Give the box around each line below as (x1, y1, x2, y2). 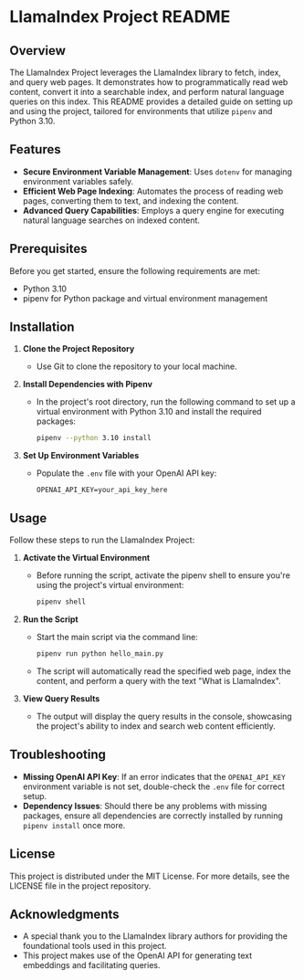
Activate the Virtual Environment (22, 553, 151, 564)
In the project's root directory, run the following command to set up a (36, 396, 296, 407)
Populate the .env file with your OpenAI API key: (36, 468, 217, 479)
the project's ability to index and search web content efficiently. (36, 720, 276, 732)
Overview (9, 43, 67, 58)
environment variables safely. (22, 175, 134, 186)
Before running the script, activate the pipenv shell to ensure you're (36, 570, 290, 581)
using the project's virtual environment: (36, 580, 184, 591)
